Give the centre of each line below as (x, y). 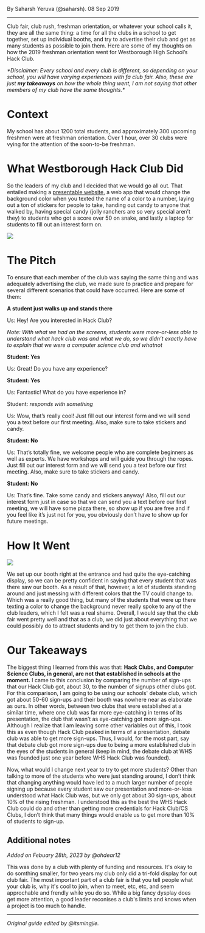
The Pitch (32, 260)
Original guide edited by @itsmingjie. (53, 923)
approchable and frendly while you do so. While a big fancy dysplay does (99, 893)
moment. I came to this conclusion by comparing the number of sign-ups (99, 680)
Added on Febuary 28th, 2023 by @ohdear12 (64, 855)
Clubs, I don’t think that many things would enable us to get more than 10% (101, 814)
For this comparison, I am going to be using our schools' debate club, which (102, 693)
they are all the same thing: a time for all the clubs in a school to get (92, 33)
